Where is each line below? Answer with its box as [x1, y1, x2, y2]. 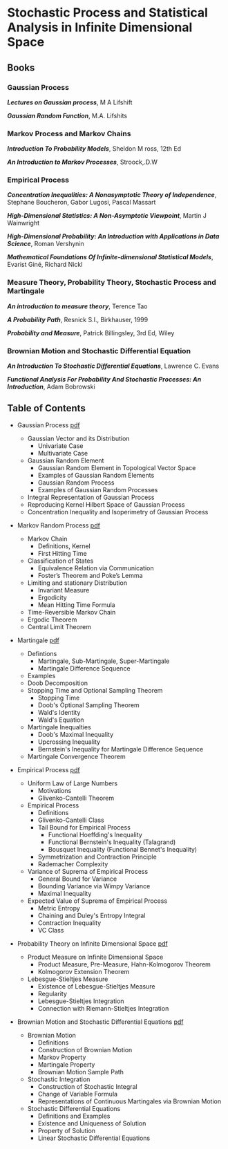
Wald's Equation [37, 716, 84, 724]
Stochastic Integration [27, 1075, 91, 1083]
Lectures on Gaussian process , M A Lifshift [7, 98, 133, 106]
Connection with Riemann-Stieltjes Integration [37, 1004, 169, 1012]
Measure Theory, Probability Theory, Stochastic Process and [7, 278, 216, 288]
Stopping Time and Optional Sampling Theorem [27, 686, 163, 694]
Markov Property [37, 1053, 86, 1061]
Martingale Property [37, 1060, 95, 1069]
